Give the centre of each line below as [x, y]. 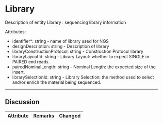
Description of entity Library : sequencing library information [65, 22]
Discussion [22, 102]
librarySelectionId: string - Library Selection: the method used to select [83, 77]
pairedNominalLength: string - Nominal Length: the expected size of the [84, 67]
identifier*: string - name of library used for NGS [60, 41]
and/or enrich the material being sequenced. [57, 82]
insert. [18, 72]
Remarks [44, 116]
